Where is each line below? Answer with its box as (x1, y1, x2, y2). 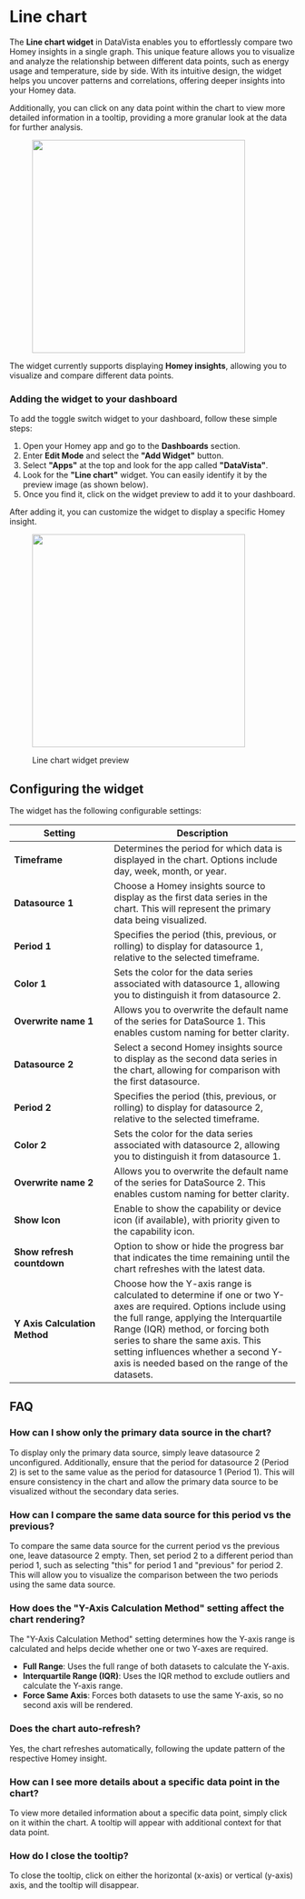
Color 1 (14, 977, 47, 990)
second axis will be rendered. (22, 1700, 133, 1711)
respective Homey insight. (9, 1753, 107, 1764)
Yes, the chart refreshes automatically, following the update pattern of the (9, 1743, 286, 1754)
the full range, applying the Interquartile (113, 1312, 282, 1324)
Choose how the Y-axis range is (113, 1277, 252, 1290)
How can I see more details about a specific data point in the (9, 1775, 280, 1788)
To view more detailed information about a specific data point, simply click (9, 1807, 288, 1818)
